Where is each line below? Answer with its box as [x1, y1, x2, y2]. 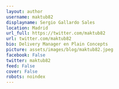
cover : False [6, 69, 38, 74]
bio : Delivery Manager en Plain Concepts [6, 42, 108, 47]
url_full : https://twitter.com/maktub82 [6, 30, 106, 36]
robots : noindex [6, 74, 45, 80]
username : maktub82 [6, 14, 54, 20]
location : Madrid [6, 25, 48, 31]
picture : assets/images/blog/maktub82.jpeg [6, 47, 114, 53]
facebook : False [6, 52, 45, 58]
